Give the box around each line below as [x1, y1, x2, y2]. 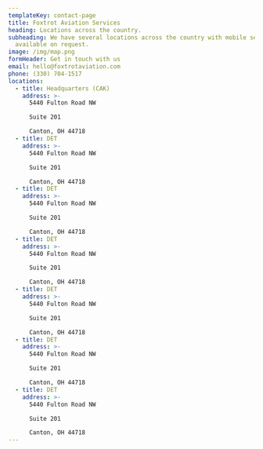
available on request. [15, 41, 89, 49]
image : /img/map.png [8, 48, 76, 56]
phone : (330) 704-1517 [8, 70, 82, 78]
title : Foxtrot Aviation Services [8, 19, 121, 27]
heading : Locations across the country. [8, 26, 142, 34]
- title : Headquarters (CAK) [15, 84, 110, 93]
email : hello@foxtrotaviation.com [8, 63, 121, 71]
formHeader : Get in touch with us [8, 56, 121, 64]
